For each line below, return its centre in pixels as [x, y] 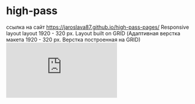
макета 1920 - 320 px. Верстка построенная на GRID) [73, 39]
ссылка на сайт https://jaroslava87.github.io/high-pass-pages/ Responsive [97, 27]
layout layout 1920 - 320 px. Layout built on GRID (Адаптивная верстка [93, 33]
